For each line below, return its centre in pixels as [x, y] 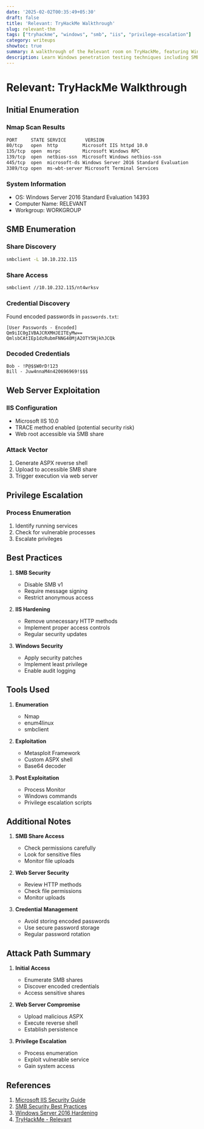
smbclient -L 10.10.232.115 [42, 259]
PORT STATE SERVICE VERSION [55, 140]
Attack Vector [27, 450]
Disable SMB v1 [43, 584]
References [29, 1085]
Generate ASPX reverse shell [51, 463]
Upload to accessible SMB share [56, 470]
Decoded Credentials [38, 353]
